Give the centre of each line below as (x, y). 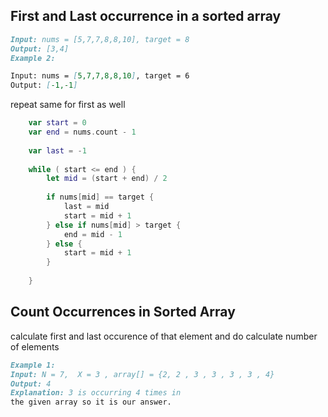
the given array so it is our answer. (91, 402)
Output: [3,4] (40, 49)
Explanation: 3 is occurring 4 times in (96, 393)
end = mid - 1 (93, 234)
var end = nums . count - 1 (82, 132)
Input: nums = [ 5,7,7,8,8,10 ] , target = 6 (100, 76)
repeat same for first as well (68, 105)
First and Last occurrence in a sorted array (146, 16)
